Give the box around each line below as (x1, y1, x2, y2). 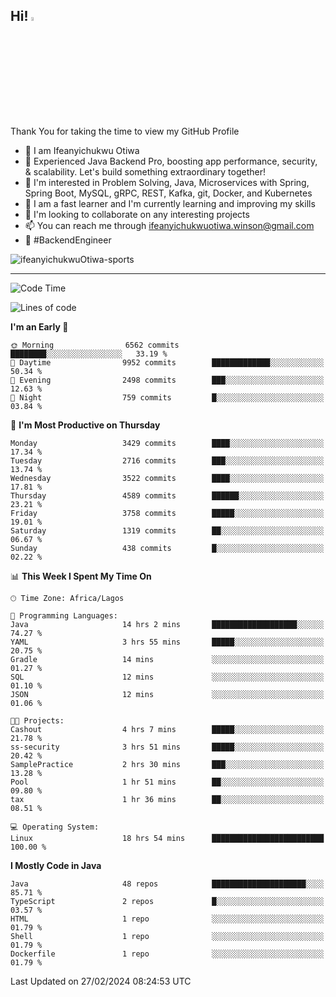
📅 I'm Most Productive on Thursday (10, 419, 161, 431)
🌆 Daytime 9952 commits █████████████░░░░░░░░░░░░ (10, 357, 325, 368)
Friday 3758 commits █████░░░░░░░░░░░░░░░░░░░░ (10, 508, 325, 518)
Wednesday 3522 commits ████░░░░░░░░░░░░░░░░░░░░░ (10, 473, 325, 483)
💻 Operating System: (10, 822, 100, 832)
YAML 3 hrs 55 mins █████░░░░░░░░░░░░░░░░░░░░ (10, 637, 325, 647)
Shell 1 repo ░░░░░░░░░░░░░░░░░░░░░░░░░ (10, 931, 325, 941)
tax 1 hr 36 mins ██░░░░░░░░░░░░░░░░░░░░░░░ (10, 794, 325, 804)
